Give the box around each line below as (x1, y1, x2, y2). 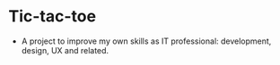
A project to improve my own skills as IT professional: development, (21, 36, 272, 46)
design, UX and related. (21, 45, 109, 55)
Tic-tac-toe (8, 6, 96, 27)
